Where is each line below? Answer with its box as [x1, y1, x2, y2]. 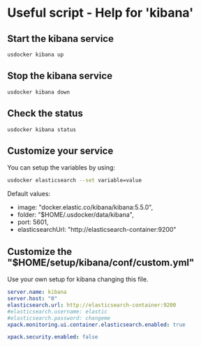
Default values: [7, 190, 51, 198]
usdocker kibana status [7, 126, 77, 133]
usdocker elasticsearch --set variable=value [7, 177, 142, 184]
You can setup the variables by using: [7, 163, 115, 172]
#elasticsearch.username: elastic [7, 308, 108, 315]
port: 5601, [17, 218, 49, 226]
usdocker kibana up [7, 51, 64, 58]
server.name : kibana [7, 288, 68, 296]
